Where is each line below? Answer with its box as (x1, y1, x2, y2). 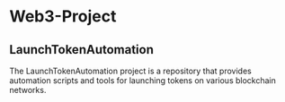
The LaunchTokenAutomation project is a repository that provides (9, 65, 252, 76)
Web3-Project (9, 6, 117, 27)
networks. (9, 85, 47, 95)
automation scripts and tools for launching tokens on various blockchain (9, 75, 276, 86)
